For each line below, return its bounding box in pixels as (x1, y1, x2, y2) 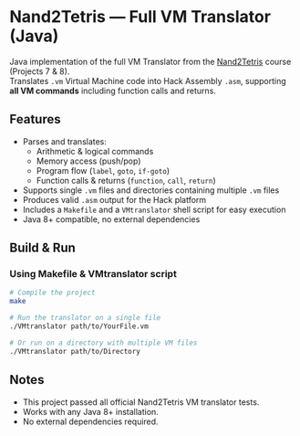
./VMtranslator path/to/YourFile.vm (9, 322, 149, 331)
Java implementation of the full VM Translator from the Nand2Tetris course (9, 56, 292, 67)
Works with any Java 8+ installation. (22, 406, 160, 417)
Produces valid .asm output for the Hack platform (22, 194, 207, 205)
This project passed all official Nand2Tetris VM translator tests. (22, 396, 260, 408)
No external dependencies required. (22, 416, 159, 427)
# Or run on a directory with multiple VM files (9, 338, 198, 347)
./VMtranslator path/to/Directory (9, 346, 141, 356)
